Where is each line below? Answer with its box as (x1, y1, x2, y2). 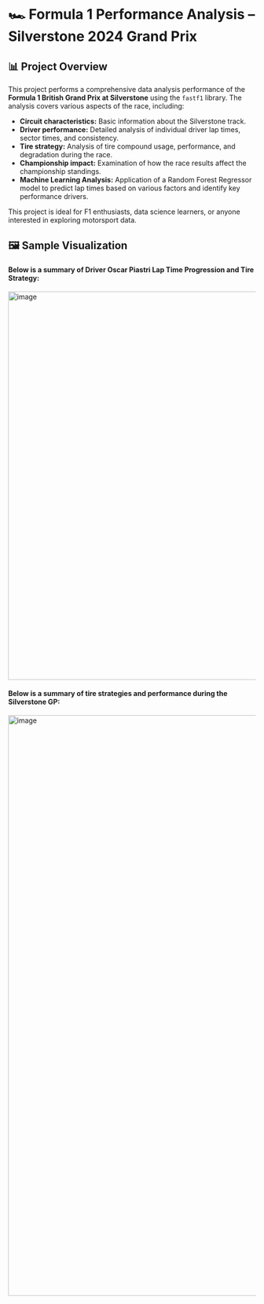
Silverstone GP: (8, 697, 60, 707)
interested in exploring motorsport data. (8, 215, 137, 224)
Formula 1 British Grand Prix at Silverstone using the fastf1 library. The (8, 93, 242, 102)
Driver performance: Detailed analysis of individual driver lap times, (19, 125, 241, 134)
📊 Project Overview (8, 60, 108, 73)
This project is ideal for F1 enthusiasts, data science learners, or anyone (8, 207, 241, 216)
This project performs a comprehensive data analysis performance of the (8, 85, 246, 94)
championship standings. (19, 167, 101, 176)
